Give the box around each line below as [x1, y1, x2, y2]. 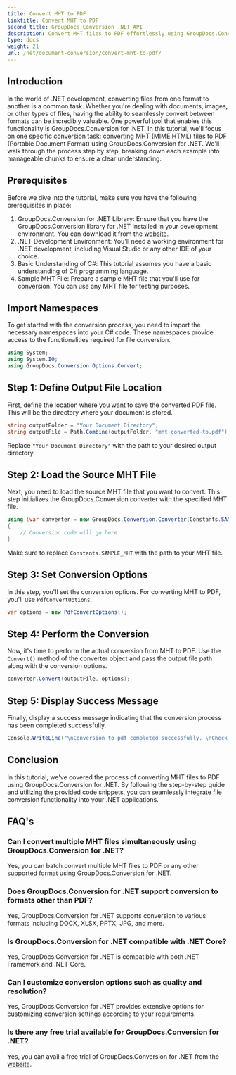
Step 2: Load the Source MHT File [7, 469, 157, 481]
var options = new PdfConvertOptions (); [7, 608, 128, 616]
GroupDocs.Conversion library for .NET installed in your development [17, 222, 218, 230]
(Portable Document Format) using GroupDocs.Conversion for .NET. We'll [7, 139, 220, 148]
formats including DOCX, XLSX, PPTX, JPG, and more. [7, 919, 165, 927]
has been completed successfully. [7, 721, 107, 729]
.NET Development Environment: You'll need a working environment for [17, 237, 224, 245]
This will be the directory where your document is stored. [7, 408, 173, 416]
